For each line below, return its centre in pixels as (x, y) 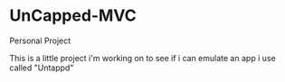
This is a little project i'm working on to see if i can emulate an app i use (142, 58)
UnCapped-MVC (73, 16)
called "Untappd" (42, 68)
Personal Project (40, 41)
